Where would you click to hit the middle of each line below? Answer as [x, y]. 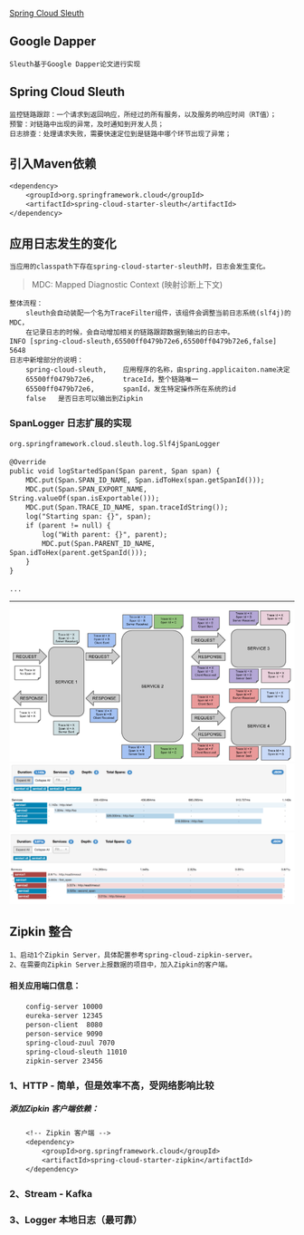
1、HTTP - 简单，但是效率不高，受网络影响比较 [112, 1085]
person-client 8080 [64, 1025]
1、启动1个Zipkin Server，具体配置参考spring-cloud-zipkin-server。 [133, 955]
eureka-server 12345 [64, 1016]
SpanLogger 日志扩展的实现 [71, 423]
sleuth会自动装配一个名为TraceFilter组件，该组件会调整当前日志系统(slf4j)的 [158, 313]
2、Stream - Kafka [51, 1193]
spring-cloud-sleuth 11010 [76, 1052]
